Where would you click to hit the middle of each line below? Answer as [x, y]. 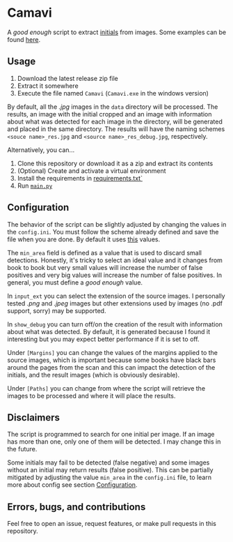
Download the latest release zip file [67, 78]
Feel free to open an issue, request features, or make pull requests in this [112, 524]
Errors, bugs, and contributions [77, 507]
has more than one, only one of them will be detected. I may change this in [114, 442]
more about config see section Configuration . [72, 485]
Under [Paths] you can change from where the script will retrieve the [106, 388]
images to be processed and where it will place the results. [91, 396]
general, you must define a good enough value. [75, 282]
